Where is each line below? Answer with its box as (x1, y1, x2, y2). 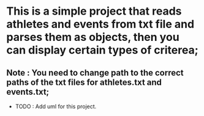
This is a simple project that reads (6, 4, 182, 18)
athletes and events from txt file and (6, 17, 195, 31)
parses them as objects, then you (6, 31, 179, 44)
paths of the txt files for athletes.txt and (6, 77, 162, 87)
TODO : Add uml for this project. (15, 103, 97, 110)
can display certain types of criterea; (6, 43, 198, 57)
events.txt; (6, 87, 50, 97)
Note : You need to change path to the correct (6, 67, 184, 78)
